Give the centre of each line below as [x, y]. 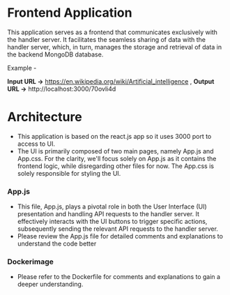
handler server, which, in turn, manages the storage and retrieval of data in [114, 47]
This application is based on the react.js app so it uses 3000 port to [114, 136]
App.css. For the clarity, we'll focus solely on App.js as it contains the [117, 158]
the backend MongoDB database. [55, 54]
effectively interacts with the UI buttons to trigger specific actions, [112, 222]
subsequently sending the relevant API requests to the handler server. [117, 229]
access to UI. [36, 144]
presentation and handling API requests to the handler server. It [108, 214]
